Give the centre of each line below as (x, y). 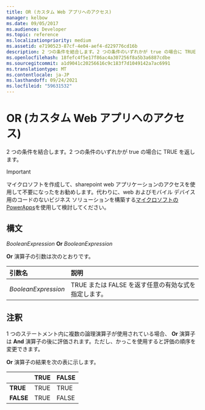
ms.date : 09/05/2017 (33, 23)
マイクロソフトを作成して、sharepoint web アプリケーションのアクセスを (98, 184)
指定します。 (89, 294)
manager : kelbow (27, 18)
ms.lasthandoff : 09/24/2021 (42, 80)
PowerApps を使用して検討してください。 (58, 207)
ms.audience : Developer (37, 29)
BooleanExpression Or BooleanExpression (59, 243)
